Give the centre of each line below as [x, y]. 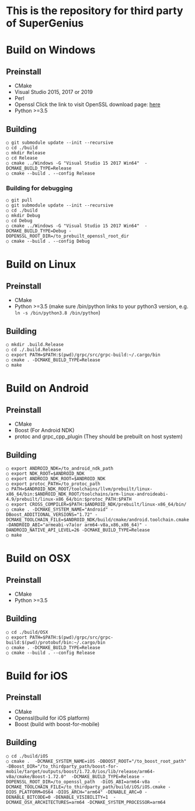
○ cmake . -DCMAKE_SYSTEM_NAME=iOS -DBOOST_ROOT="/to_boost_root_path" [96, 761]
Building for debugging [39, 188]
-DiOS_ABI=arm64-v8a [125, 782]
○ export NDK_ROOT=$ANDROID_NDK [45, 473]
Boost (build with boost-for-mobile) [57, 724]
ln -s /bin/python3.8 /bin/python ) [57, 313]
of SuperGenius [45, 23]
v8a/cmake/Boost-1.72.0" [36, 776]
